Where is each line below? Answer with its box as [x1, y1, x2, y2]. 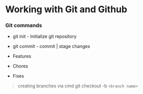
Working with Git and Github [5, 4, 127, 15]
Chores [12, 63, 28, 69]
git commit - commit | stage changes [12, 43, 91, 50]
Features [12, 53, 32, 59]
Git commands [5, 22, 42, 29]
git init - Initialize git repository [12, 33, 77, 39]
